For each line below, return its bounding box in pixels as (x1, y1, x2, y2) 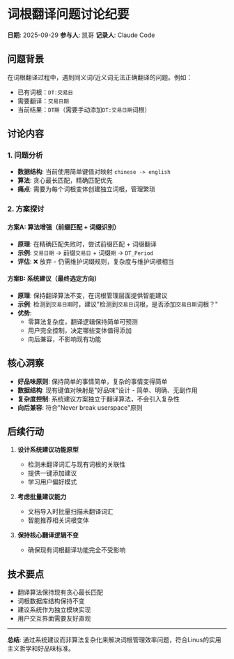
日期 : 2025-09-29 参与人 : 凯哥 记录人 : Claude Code (7, 31, 155, 39)
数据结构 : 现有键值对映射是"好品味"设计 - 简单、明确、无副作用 (17, 385, 198, 394)
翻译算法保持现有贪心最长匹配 (17, 588, 103, 597)
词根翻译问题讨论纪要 (7, 6, 130, 22)
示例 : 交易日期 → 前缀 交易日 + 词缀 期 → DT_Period (17, 249, 153, 257)
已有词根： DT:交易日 (17, 88, 73, 96)
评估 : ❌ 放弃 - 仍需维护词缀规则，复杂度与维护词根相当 (17, 257, 174, 265)
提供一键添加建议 (27, 469, 77, 477)
